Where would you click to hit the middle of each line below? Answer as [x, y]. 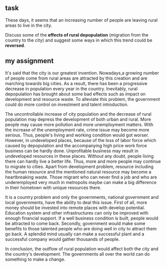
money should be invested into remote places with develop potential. [75, 208]
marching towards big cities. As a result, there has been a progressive [76, 83]
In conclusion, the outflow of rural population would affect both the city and [82, 249]
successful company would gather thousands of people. [62, 239]
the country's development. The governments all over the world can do [78, 254]
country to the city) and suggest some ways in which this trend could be [79, 40]
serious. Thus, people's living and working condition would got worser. [77, 135]
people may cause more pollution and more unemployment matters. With [79, 124]
